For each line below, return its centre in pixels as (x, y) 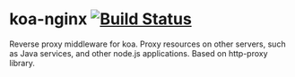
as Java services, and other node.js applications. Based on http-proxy (139, 53)
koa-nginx (48, 19)
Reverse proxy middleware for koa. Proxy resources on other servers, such (147, 44)
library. (22, 63)
